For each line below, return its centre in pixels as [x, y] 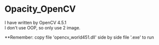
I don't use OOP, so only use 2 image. [43, 27]
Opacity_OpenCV [40, 9]
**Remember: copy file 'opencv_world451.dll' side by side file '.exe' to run [79, 37]
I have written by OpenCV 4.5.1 [35, 22]
